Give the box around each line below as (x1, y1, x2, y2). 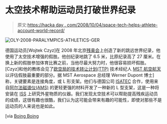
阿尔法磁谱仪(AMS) (9, 84, 49, 90)
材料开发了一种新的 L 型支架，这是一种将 (76, 84, 160, 90)
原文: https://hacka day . (17, 22, 66, 28)
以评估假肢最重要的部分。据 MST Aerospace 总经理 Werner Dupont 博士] (5, 72, 155, 78)
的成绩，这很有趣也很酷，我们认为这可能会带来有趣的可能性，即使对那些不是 (5, 97, 162, 103)
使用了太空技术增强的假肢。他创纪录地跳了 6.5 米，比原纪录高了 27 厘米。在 (5, 53, 161, 60)
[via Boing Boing (5, 113, 39, 119)
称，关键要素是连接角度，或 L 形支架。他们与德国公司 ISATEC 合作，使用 (5, 78, 154, 84)
